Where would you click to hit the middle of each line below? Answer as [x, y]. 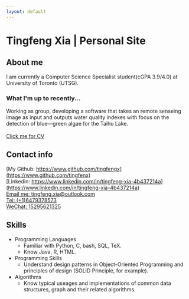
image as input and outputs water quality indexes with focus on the [88, 117]
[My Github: [21, 169]
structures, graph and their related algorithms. [79, 289]
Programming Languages [45, 239]
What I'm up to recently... [43, 98]
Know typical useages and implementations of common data [97, 283]
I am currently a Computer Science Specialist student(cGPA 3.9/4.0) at [92, 77]
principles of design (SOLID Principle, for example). [86, 270]
